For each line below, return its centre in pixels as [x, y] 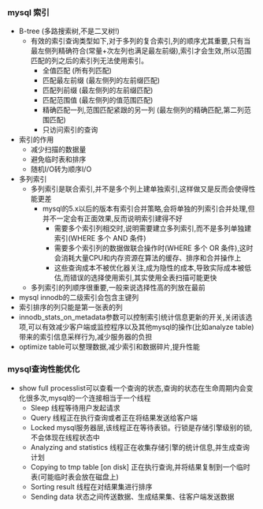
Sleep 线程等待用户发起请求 [75, 407]
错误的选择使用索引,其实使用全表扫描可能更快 [143, 278]
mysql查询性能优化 [44, 369]
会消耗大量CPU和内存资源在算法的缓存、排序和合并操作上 [148, 258]
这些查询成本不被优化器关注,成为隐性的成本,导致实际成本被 [149, 268]
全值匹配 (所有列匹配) [77, 71]
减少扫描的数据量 [58, 150]
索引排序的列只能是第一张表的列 [70, 307]
